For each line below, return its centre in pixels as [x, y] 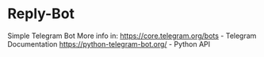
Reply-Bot [41, 14]
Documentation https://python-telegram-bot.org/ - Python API [109, 44]
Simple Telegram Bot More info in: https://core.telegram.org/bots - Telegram [132, 36]
